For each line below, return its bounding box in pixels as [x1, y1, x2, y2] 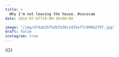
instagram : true [5, 34, 38, 39]
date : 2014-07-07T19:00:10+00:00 [5, 16, 73, 21]
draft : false [5, 29, 32, 34]
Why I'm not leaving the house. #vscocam [9, 12, 95, 16]
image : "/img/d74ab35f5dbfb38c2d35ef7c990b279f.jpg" [5, 25, 115, 29]
